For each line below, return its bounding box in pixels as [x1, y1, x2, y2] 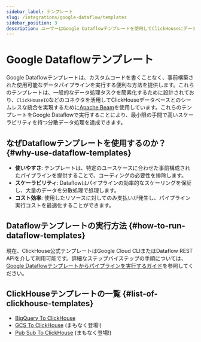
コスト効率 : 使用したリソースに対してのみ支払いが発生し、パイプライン [14, 194, 191, 201]
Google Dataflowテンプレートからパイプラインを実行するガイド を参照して [6, 262, 188, 269]
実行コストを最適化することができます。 [14, 201, 115, 209]
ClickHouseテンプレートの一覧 [6, 289, 121, 299]
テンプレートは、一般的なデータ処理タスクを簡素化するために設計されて [11, 89, 190, 96]
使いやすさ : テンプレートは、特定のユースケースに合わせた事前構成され [14, 164, 190, 171]
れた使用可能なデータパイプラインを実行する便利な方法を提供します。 [6, 81, 179, 88]
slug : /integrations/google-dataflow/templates [6, 14, 127, 20]
